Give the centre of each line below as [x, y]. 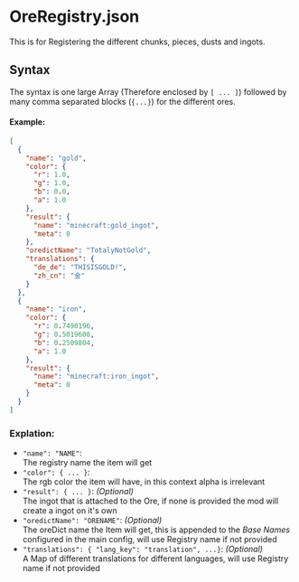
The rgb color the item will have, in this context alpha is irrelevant [144, 482]
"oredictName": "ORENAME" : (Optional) [92, 521]
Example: [28, 122]
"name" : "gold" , [56, 158]
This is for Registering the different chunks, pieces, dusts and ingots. [137, 42]
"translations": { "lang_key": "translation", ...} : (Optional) [143, 549]
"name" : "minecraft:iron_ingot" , [96, 377]
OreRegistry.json [75, 17]
